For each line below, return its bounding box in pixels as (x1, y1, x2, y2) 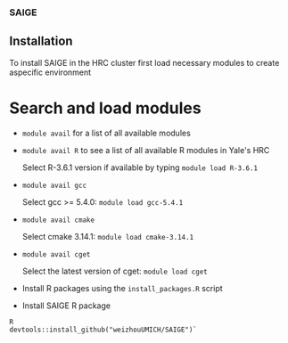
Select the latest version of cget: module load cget (21, 265, 208, 276)
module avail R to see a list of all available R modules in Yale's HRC (21, 144, 270, 155)
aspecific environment (9, 67, 92, 78)
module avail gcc (21, 181, 87, 190)
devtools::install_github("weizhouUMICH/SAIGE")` (9, 325, 198, 334)
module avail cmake (21, 216, 95, 225)
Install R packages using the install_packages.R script (21, 282, 223, 293)
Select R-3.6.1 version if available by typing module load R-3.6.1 (21, 162, 259, 173)
